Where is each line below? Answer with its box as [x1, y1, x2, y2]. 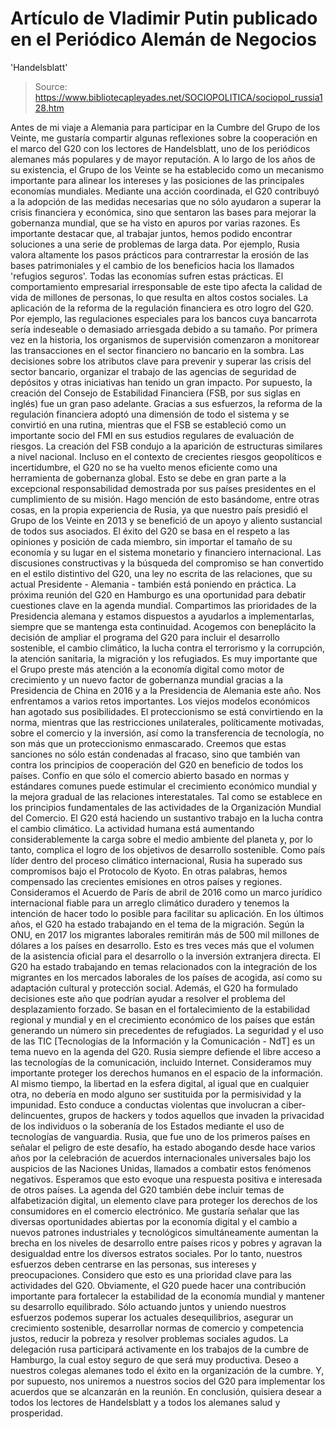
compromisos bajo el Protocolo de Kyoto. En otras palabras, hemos [10, 865, 288, 877]
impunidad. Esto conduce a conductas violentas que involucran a [10, 1098, 280, 1111]
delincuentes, [10, 1109, 67, 1121]
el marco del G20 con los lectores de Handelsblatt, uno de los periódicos [10, 142, 311, 154]
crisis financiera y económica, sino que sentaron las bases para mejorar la [10, 206, 317, 218]
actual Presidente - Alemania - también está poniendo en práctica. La [10, 578, 297, 590]
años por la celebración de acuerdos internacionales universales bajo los [10, 1152, 312, 1164]
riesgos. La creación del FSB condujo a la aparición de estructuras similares [10, 440, 323, 452]
